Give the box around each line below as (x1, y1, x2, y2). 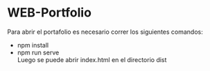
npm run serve (17, 48, 60, 57)
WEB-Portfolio (7, 5, 92, 21)
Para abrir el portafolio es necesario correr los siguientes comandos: (7, 28, 203, 36)
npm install (17, 41, 49, 49)
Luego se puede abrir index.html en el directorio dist (17, 55, 167, 63)
